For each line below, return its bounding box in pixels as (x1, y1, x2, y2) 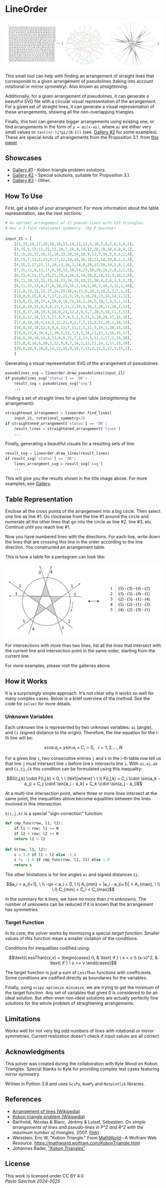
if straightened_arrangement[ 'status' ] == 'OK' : (5, 421, 108, 426)
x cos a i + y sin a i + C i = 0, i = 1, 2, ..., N (44, 745, 123, 752)
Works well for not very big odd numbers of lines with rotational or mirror (5, 1028, 154, 1034)
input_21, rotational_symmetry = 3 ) (14, 416, 85, 421)
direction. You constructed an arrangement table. (5, 544, 106, 550)
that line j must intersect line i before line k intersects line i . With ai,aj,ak (5, 760, 158, 767)
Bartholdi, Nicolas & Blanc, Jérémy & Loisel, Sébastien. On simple (12, 1119, 146, 1125)
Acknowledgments (5, 1048, 65, 1056)
